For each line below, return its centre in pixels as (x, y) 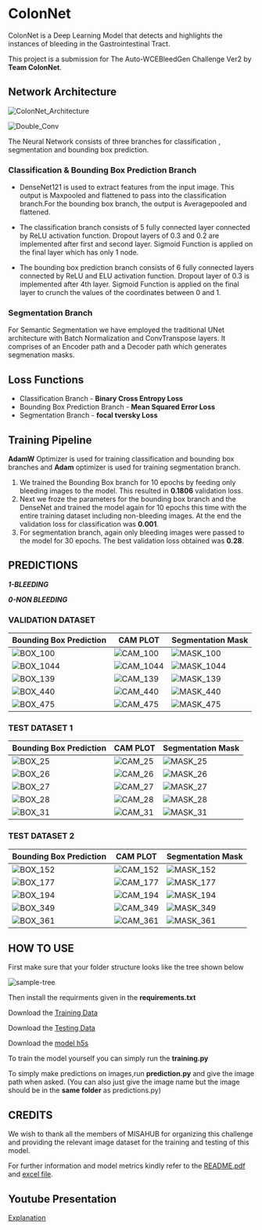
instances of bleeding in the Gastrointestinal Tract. (89, 43)
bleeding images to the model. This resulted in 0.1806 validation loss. (131, 491)
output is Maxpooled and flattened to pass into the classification (123, 195)
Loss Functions (46, 380)
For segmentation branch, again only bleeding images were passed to (132, 532)
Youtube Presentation (63, 1199)
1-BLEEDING (29, 584)
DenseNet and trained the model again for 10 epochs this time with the (133, 507)
